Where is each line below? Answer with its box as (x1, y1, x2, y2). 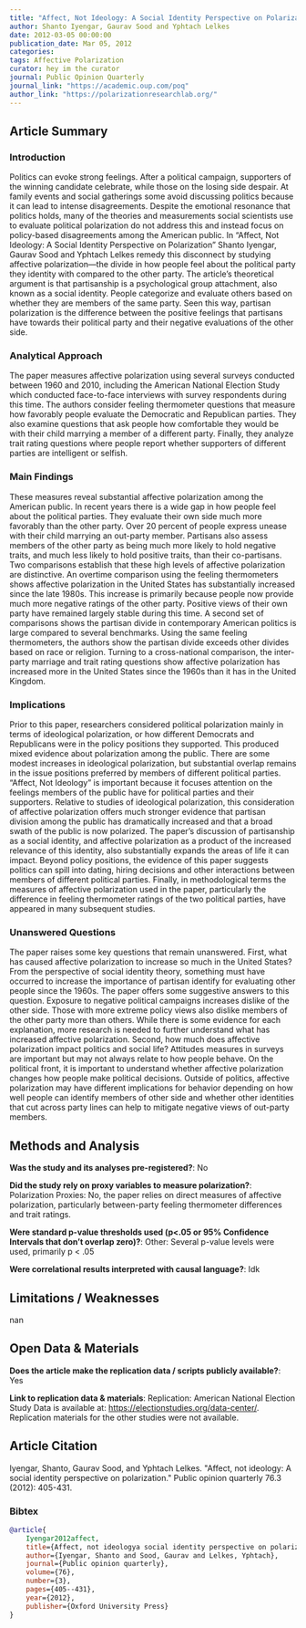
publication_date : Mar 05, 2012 (9, 38, 132, 48)
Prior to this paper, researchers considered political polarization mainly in (9, 719, 284, 730)
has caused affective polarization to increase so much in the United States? (9, 956, 293, 967)
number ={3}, (25, 1576, 71, 1586)
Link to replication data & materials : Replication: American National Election (9, 1393, 296, 1404)
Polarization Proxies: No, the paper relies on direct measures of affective (9, 1190, 282, 1201)
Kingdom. (9, 675, 46, 686)
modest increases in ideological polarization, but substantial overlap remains (9, 758, 297, 769)
